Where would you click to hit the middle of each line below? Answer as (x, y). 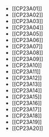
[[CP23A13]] (27, 84)
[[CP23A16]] (27, 103)
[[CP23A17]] (27, 109)
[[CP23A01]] (27, 9)
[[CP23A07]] (27, 46)
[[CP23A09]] (27, 59)
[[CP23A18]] (27, 116)
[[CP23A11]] (26, 71)
